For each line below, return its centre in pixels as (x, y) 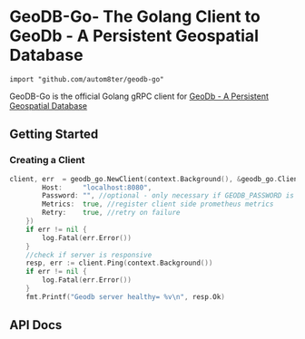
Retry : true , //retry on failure (111, 213)
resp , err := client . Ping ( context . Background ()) (119, 263)
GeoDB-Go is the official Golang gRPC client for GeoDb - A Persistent (139, 96)
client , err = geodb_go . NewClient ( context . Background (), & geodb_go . (144, 179)
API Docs (36, 325)
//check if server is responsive (89, 255)
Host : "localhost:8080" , (97, 188)
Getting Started (54, 135)
